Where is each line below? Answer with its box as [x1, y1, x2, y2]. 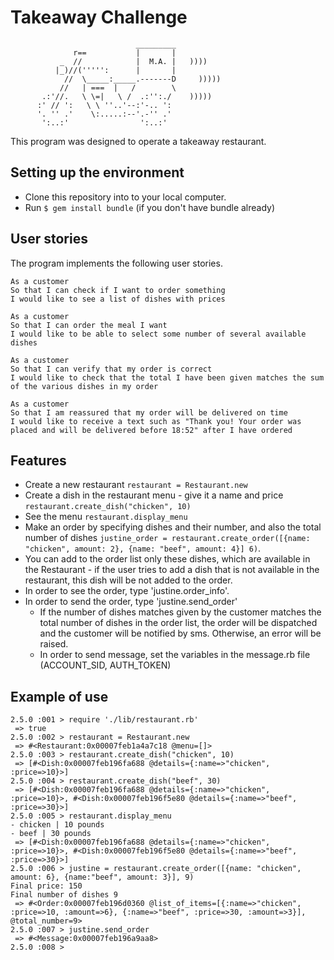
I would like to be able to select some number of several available [10, 329, 307, 339]
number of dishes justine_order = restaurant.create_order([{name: [24, 532, 311, 544]
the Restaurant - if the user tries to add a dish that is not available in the [24, 564, 320, 576]
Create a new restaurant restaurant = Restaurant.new [24, 479, 248, 491]
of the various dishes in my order [10, 381, 159, 391]
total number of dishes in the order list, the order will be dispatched [39, 617, 318, 629]
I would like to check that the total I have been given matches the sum [10, 372, 325, 383]
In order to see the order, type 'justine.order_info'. [24, 585, 230, 597]
